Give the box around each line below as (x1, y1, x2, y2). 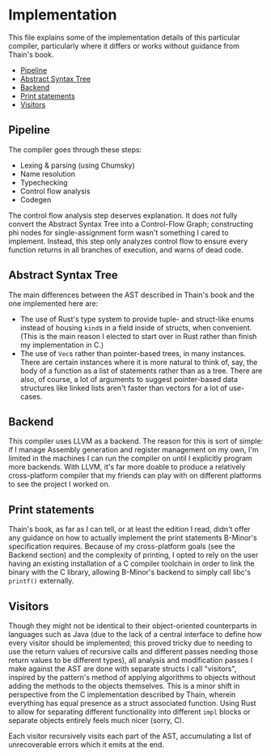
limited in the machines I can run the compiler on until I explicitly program (8, 453, 252, 463)
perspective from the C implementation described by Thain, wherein (8, 690, 236, 699)
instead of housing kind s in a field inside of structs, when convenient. (19, 322, 252, 333)
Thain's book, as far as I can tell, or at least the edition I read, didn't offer (8, 525, 251, 534)
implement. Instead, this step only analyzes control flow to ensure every (8, 236, 248, 246)
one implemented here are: (8, 298, 99, 308)
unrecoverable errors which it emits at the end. (8, 740, 164, 750)
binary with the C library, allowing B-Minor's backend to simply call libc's (8, 567, 251, 577)
